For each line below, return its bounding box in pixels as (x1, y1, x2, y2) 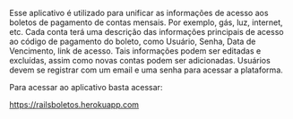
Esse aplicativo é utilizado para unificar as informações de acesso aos (9, 8, 269, 18)
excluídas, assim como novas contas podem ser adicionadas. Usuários (9, 55, 271, 65)
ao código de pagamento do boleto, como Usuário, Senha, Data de (9, 36, 256, 47)
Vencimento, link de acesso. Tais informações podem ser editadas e (9, 46, 262, 56)
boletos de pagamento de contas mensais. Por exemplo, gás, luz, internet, (9, 17, 284, 28)
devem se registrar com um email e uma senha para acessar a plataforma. (9, 64, 284, 75)
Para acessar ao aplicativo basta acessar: (9, 82, 163, 92)
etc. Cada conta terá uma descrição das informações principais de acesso (9, 27, 284, 37)
